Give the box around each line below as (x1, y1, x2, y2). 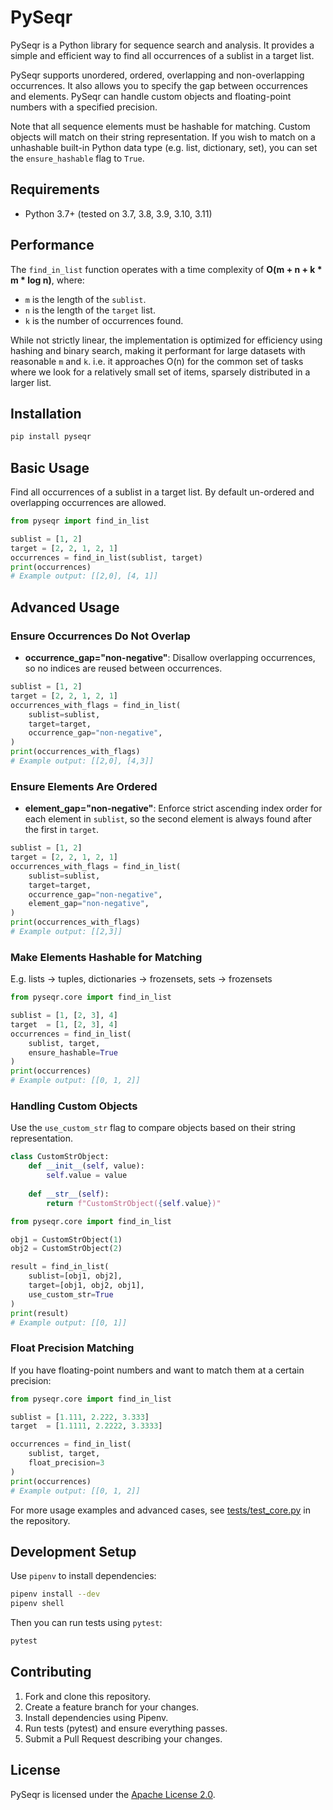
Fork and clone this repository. (24, 1690, 151, 1702)
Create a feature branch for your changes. (24, 1701, 200, 1713)
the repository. (10, 1514, 71, 1526)
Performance (10, 237, 95, 254)
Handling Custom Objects (10, 1099, 138, 1113)
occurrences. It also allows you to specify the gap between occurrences (10, 79, 309, 91)
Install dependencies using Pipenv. (24, 1711, 169, 1723)
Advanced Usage (10, 599, 120, 616)
